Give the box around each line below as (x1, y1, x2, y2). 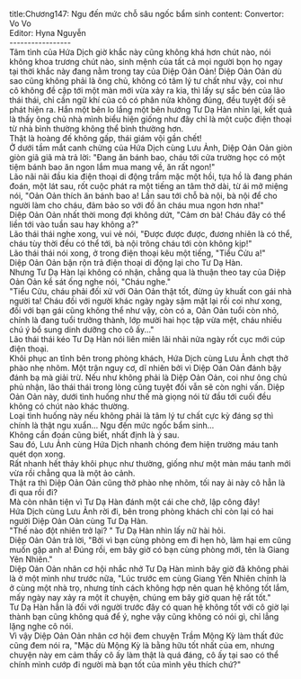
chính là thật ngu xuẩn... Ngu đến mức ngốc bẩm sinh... (9, 420, 215, 430)
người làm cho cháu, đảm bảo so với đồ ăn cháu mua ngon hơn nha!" (9, 200, 264, 211)
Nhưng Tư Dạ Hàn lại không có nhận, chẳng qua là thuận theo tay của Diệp (9, 267, 286, 277)
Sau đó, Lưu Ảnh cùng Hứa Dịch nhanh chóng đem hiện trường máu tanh (9, 439, 279, 449)
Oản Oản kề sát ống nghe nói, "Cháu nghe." (9, 276, 172, 287)
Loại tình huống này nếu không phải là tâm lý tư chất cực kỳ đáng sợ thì (9, 411, 274, 421)
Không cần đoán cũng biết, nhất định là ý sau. (9, 430, 180, 440)
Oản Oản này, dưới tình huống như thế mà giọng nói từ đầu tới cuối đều (9, 392, 271, 402)
